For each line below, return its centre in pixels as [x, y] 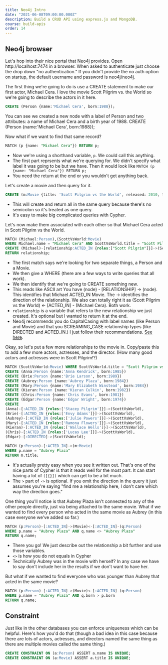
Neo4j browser [29, 49]
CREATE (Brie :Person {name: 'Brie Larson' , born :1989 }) [63, 376]
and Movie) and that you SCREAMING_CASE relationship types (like [82, 327]
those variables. [29, 551]
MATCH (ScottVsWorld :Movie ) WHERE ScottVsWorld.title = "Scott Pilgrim [81, 367]
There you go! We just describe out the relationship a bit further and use [87, 546]
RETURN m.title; [22, 455]
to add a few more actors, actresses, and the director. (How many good [79, 352]
